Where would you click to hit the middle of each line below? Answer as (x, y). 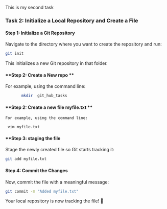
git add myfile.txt (26, 159)
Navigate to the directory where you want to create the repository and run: (83, 44)
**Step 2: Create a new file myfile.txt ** (49, 107)
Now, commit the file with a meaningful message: (57, 182)
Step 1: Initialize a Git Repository (40, 33)
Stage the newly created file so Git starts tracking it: (60, 150)
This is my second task (29, 7)
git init (15, 54)
